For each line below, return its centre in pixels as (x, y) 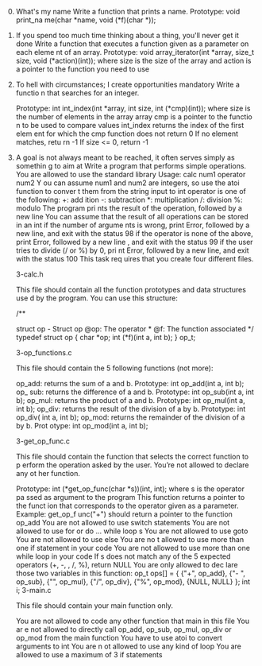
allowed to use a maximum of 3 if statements (89, 654)
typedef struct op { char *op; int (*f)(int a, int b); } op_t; (106, 337)
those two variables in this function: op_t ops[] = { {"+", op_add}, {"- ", (131, 573)
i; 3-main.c (33, 590)
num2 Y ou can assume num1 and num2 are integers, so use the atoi (127, 183)
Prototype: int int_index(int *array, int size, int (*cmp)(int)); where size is (133, 108)
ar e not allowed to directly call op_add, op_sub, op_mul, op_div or (123, 629)
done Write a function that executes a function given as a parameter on (132, 44)
